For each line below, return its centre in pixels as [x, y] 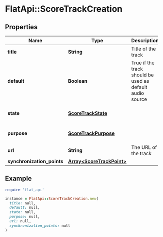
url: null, [20, 221]
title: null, [23, 203]
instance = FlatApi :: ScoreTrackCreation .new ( [52, 199]
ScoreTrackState [88, 113]
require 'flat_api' [25, 190]
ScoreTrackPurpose [91, 133]
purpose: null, [25, 217]
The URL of [144, 147]
